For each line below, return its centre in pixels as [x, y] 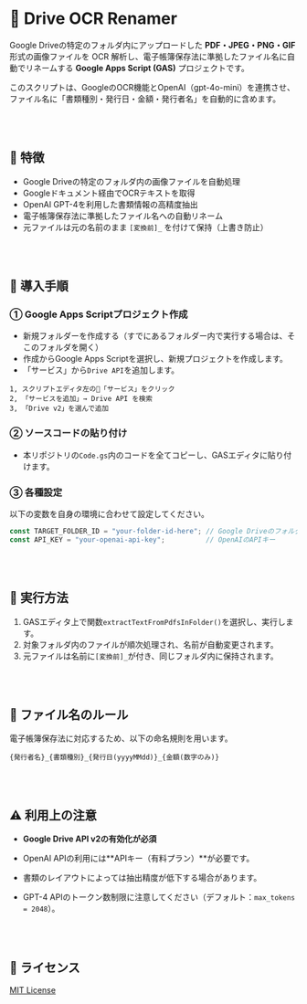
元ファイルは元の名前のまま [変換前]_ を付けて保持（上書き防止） [145, 227]
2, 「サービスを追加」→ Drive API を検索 [81, 399]
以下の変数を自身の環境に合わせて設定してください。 [110, 514]
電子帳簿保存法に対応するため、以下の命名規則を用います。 [121, 738]
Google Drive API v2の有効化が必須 [90, 839]
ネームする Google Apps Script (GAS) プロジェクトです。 [141, 68]
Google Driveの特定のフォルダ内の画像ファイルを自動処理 [131, 181]
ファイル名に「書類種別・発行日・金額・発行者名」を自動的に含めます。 [145, 99]
